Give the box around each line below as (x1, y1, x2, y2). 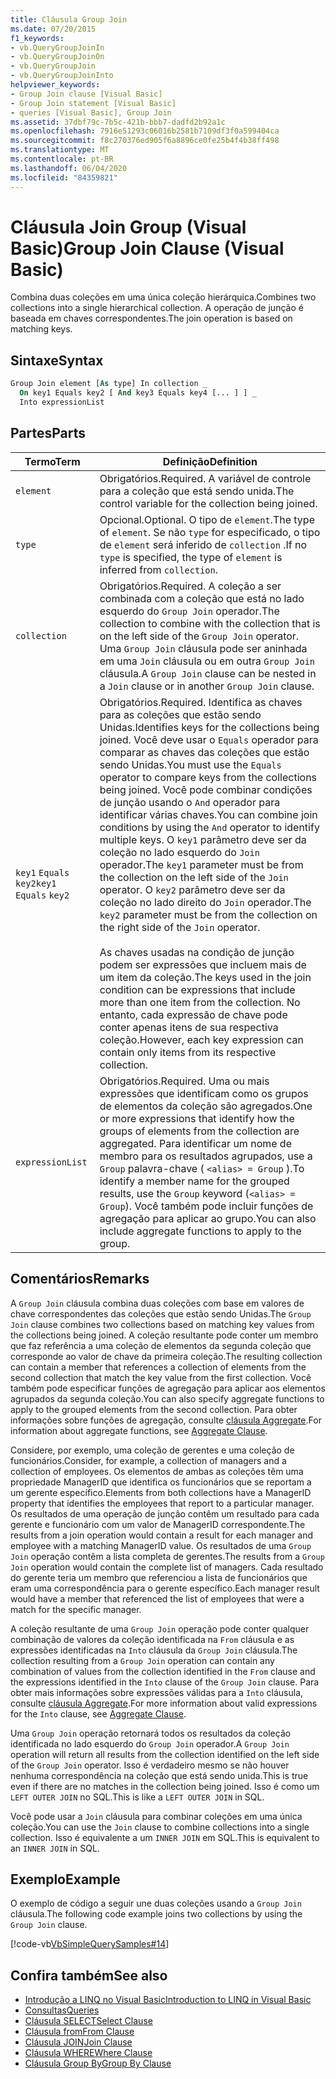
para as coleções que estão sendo (99, 707, 262, 721)
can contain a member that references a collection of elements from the (10, 1361, 307, 1373)
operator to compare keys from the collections (99, 770, 318, 784)
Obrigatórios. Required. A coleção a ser (99, 579, 282, 593)
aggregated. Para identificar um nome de (99, 1136, 292, 1150)
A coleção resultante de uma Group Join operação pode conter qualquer (10, 1622, 310, 1635)
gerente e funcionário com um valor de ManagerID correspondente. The (10, 1518, 306, 1530)
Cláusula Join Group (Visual (10, 216, 247, 238)
